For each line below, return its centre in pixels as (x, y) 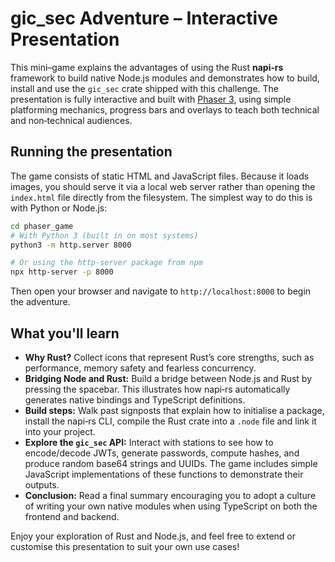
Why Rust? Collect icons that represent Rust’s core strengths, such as (169, 357)
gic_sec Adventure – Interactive (144, 18)
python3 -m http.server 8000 (71, 245)
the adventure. (40, 302)
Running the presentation (91, 152)
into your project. (60, 431)
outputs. (42, 484)
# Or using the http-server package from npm (106, 263)
